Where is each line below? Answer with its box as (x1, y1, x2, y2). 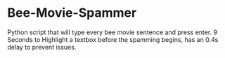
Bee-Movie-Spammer (7, 5, 137, 21)
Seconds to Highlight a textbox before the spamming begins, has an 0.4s (7, 35, 219, 43)
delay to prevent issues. (7, 43, 77, 51)
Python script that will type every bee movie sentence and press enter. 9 (7, 28, 218, 36)
